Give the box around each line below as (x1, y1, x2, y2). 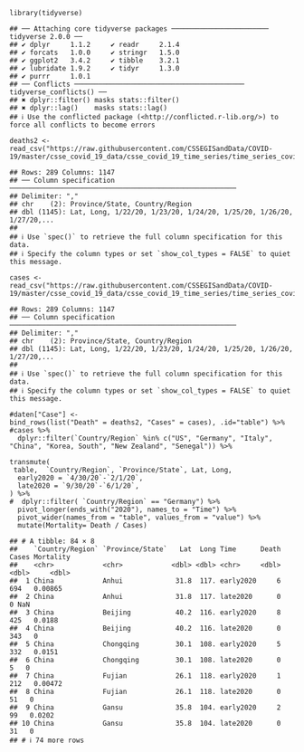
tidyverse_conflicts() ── (9, 88, 107, 97)
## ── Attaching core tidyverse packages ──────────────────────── (9, 24, 270, 33)
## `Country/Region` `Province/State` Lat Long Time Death (9, 545, 281, 554)
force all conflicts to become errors (9, 120, 156, 129)
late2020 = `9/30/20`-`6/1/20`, (17, 481, 140, 490)
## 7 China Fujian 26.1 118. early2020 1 (9, 671, 281, 681)
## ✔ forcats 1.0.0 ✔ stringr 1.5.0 (9, 48, 180, 57)
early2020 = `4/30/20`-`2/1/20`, (17, 473, 144, 482)
